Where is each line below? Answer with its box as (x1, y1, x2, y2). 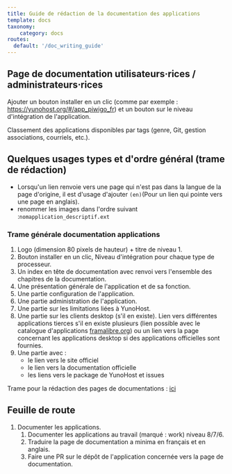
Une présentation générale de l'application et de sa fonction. (17, 282, 191, 291)
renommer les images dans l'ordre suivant (17, 204, 138, 213)
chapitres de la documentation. (17, 275, 106, 283)
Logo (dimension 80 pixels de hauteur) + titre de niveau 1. (17, 245, 183, 254)
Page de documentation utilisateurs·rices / (7, 68, 196, 80)
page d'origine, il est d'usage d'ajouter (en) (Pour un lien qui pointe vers (17, 190, 223, 198)
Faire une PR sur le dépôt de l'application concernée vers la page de (27, 452, 224, 461)
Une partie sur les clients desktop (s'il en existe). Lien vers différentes (17, 311, 217, 320)
